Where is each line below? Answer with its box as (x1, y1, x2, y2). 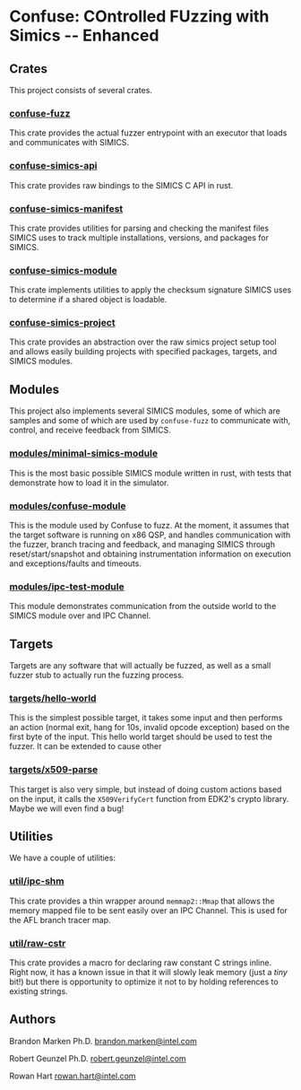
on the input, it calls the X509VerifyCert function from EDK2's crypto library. (9, 793, 289, 804)
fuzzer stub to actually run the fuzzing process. (9, 670, 185, 680)
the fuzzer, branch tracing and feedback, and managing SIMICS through (9, 538, 276, 549)
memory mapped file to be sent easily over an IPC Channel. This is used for (9, 904, 288, 916)
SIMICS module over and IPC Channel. (9, 610, 151, 621)
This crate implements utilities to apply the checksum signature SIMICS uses (9, 284, 292, 295)
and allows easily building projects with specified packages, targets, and (9, 346, 278, 357)
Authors (9, 1012, 56, 1027)
